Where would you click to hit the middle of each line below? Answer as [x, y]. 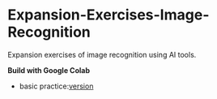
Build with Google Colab [49, 70]
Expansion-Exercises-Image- [108, 15]
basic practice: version [56, 86]
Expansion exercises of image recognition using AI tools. [102, 54]
